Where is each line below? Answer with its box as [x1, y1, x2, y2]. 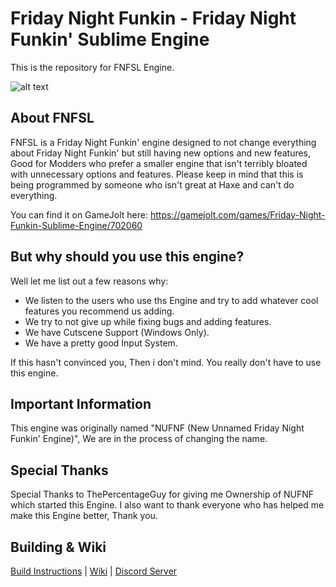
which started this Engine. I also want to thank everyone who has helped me [10, 499, 325, 511]
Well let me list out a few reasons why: [10, 275, 169, 287]
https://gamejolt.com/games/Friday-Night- [149, 208, 326, 221]
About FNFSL [10, 110, 95, 127]
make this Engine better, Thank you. [10, 510, 158, 522]
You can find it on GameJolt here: [10, 208, 149, 221]
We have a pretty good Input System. [24, 337, 178, 349]
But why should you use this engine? [10, 248, 245, 266]
